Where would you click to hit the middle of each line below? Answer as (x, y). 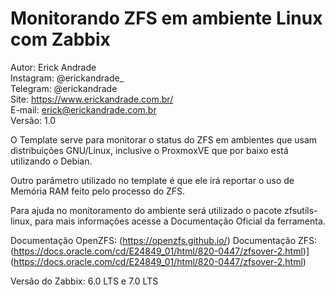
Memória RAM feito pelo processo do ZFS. (98, 191)
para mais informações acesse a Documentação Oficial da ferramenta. (180, 221)
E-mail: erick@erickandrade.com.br (83, 109)
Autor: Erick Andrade (53, 67)
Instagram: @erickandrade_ (67, 78)
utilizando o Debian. (51, 161)
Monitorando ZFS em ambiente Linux (166, 18)
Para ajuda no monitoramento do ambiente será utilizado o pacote (146, 210)
